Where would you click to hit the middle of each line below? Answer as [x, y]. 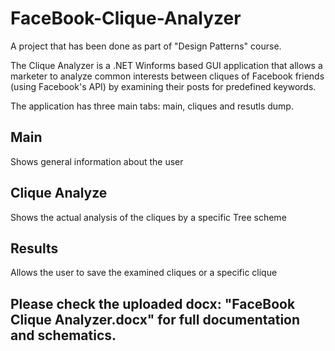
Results [34, 248]
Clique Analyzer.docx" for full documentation [155, 319]
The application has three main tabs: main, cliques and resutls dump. [152, 106]
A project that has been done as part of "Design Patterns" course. [146, 46]
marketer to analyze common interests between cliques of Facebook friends [167, 76]
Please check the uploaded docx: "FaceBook [153, 303]
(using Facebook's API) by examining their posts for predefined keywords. [163, 86]
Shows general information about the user [97, 161]
